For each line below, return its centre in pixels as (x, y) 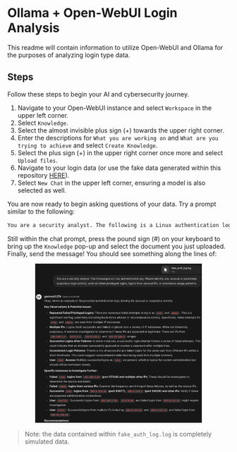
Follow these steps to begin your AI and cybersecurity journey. (98, 94)
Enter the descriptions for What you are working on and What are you (118, 138)
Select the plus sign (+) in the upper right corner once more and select (120, 152)
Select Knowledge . (43, 123)
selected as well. (42, 190)
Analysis (34, 28)
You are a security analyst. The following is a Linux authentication (113, 225)
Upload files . (37, 160)
